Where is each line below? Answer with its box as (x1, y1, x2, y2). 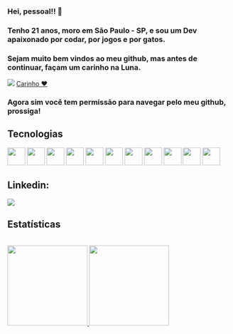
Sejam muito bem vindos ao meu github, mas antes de (7, 53, 197, 63)
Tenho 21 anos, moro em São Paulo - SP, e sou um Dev (7, 25, 197, 35)
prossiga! (7, 106, 41, 116)
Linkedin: (7, 179, 50, 192)
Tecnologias (7, 128, 63, 140)
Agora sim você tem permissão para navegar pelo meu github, (7, 98, 226, 108)
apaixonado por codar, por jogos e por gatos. (7, 34, 166, 44)
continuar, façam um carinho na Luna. (7, 62, 141, 72)
